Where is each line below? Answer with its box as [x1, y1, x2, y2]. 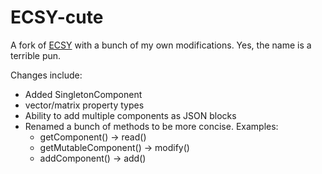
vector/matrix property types [24, 99, 145, 111]
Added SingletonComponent [24, 88, 143, 100]
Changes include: [10, 69, 83, 81]
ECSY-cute [10, 6, 104, 29]
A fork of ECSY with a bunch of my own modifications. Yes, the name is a [10, 39, 312, 51]
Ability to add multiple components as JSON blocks [24, 109, 237, 121]
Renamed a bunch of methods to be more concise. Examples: [24, 120, 279, 132]
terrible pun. [10, 49, 62, 61]
